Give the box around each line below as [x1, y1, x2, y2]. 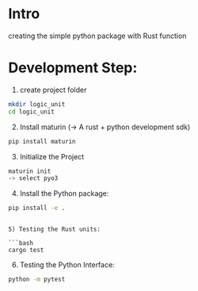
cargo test [8, 247, 44, 255]
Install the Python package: [19, 189, 109, 198]
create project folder [19, 85, 87, 94]
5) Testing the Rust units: [8, 225, 101, 234]
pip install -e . [8, 204, 66, 213]
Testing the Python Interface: [19, 260, 115, 270]
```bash [8, 239, 34, 247]
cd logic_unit [8, 108, 55, 116]
